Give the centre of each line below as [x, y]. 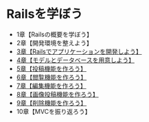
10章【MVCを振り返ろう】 [54, 111]
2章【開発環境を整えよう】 [55, 42]
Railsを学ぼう [45, 14]
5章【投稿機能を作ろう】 [51, 69]
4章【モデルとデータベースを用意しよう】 [76, 60]
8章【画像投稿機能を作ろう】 [57, 94]
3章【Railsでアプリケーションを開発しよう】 [79, 51]
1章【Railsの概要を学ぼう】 [55, 34]
